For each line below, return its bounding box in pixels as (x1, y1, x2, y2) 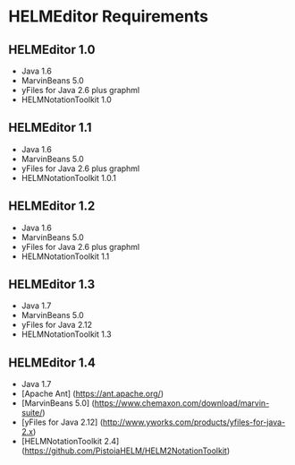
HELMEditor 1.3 (8, 277, 96, 292)
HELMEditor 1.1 (8, 120, 92, 135)
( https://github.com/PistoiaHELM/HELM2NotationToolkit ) (21, 445, 231, 456)
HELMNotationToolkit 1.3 (21, 329, 113, 340)
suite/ (21, 408, 43, 418)
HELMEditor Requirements (8, 6, 209, 27)
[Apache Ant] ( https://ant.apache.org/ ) (21, 388, 164, 400)
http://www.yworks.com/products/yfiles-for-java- (102, 417, 286, 427)
